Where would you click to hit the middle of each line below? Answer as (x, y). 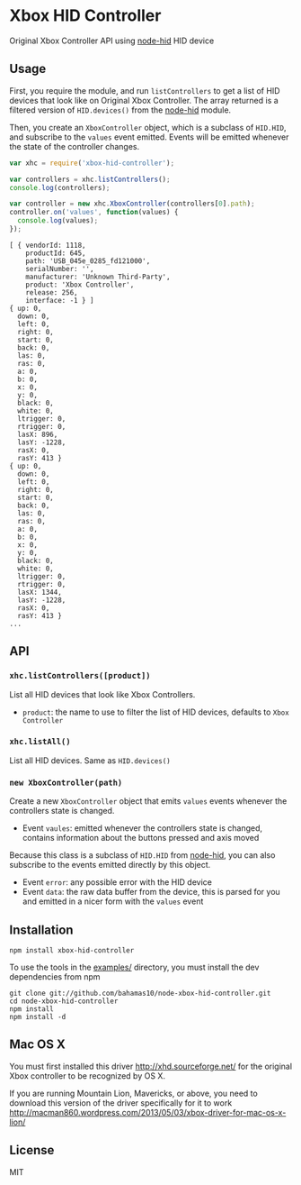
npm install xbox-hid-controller (72, 950)
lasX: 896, (38, 434)
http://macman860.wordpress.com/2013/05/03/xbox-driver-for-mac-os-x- (148, 1112)
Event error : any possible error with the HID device (117, 882)
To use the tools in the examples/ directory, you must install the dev (134, 967)
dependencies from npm (55, 976)
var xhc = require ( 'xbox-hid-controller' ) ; (92, 163)
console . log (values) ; (58, 221)
